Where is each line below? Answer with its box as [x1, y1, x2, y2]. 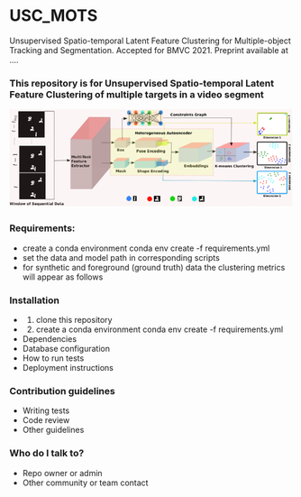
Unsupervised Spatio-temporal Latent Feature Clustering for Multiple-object [9, 35, 291, 46]
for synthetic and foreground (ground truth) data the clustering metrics [22, 262, 286, 272]
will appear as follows [22, 272, 104, 282]
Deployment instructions [22, 362, 114, 373]
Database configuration [22, 343, 111, 354]
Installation [9, 294, 60, 307]
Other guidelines [22, 425, 85, 436]
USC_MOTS [9, 5, 98, 26]
